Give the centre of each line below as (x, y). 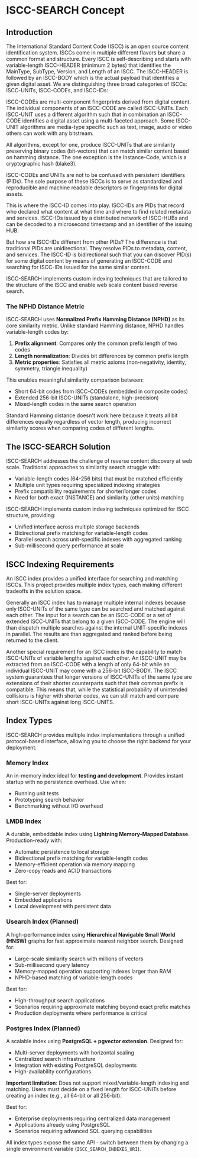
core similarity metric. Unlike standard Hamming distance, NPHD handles (95, 325)
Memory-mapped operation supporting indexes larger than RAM (93, 971)
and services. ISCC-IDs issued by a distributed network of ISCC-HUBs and (97, 218)
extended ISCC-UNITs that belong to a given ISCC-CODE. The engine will (95, 621)
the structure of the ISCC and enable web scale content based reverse (92, 285)
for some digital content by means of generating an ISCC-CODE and (89, 261)
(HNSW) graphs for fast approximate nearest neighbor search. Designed (95, 941)
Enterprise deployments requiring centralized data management (92, 1118)
